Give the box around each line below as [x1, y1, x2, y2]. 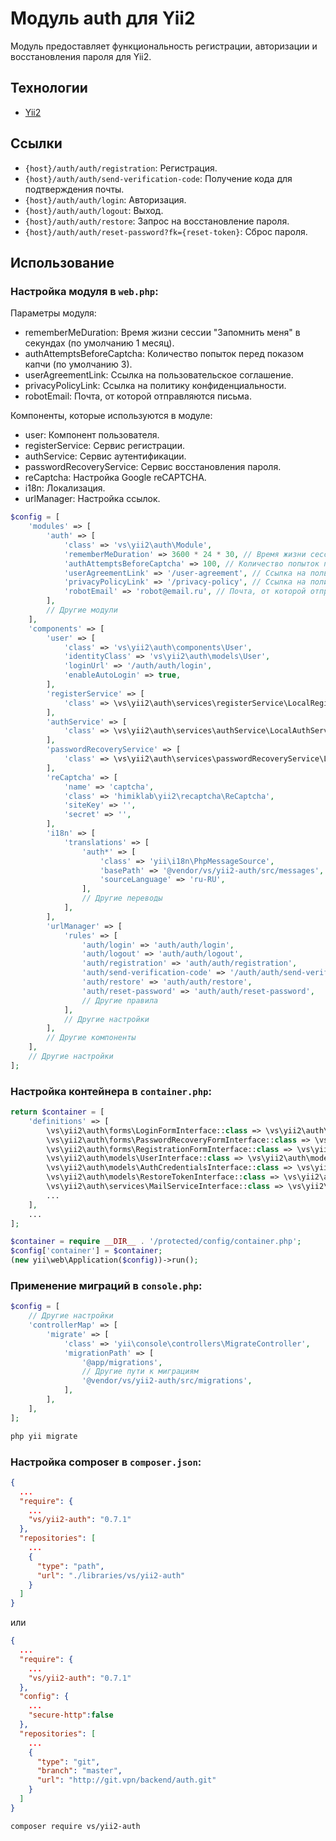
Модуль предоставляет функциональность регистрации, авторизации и [10, 40, 318, 52]
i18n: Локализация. [24, 482, 106, 494]
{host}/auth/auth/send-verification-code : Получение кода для [24, 172, 293, 184]
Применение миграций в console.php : [10, 1278, 203, 1292]
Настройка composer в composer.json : [10, 1455, 202, 1469]
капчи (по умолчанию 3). [24, 358, 133, 371]
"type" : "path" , [36, 1561, 105, 1571]
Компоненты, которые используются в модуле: [10, 410, 213, 422]
